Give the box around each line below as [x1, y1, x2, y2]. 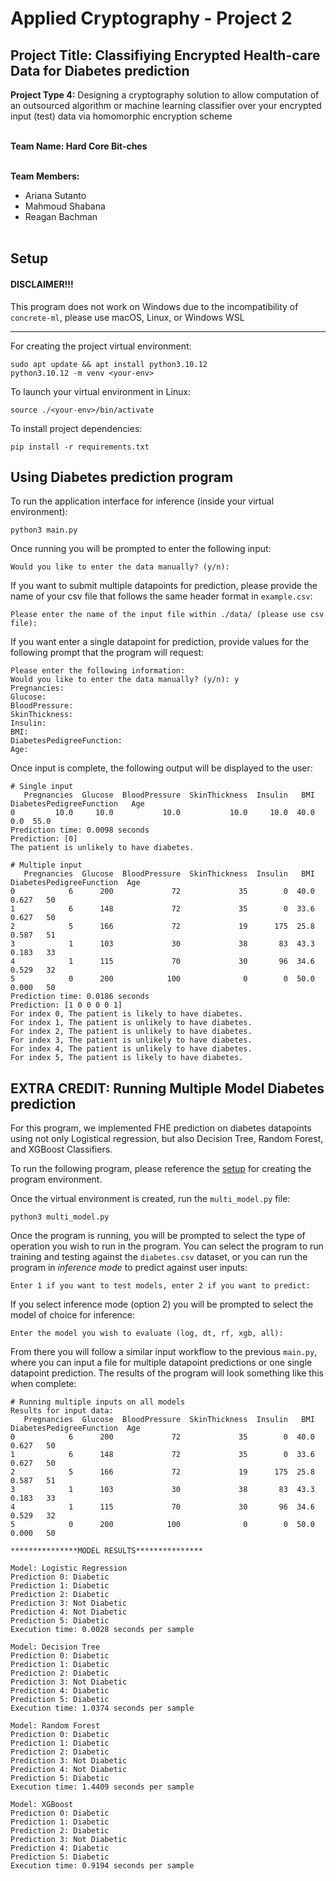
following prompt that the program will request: [10, 647, 204, 659]
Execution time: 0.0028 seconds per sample [10, 1625, 195, 1635]
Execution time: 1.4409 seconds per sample [10, 1782, 195, 1792]
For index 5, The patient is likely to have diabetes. [10, 1053, 244, 1063]
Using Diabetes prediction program [10, 468, 234, 486]
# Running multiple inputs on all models [10, 1397, 186, 1407]
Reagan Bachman [24, 211, 98, 222]
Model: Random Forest [10, 1721, 101, 1731]
